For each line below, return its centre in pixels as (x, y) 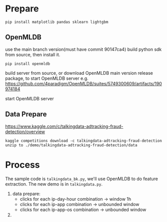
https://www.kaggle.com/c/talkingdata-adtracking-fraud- (64, 126)
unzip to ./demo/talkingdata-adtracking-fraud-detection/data (71, 145)
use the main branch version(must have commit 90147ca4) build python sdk (83, 49)
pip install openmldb (28, 64)
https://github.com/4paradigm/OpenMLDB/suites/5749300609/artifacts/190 (84, 83)
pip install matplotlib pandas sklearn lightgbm (57, 22)
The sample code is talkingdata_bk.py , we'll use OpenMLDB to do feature (82, 179)
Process (22, 165)
